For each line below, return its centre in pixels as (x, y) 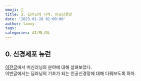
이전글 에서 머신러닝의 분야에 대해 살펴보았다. (49, 67)
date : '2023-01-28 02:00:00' (35, 19)
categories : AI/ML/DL (28, 33)
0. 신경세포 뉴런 (28, 54)
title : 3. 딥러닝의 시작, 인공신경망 (39, 14)
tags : (11, 28)
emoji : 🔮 (14, 10)
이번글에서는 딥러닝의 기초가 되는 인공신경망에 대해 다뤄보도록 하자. (70, 73)
